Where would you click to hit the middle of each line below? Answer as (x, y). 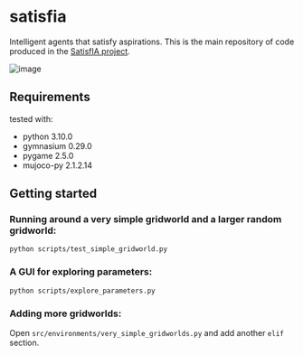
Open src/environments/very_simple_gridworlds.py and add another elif (147, 333)
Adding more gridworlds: (66, 313)
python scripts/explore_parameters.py (82, 291)
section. (24, 343)
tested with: (31, 118)
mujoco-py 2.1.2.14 (57, 165)
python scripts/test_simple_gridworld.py (89, 249)
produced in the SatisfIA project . (70, 51)
